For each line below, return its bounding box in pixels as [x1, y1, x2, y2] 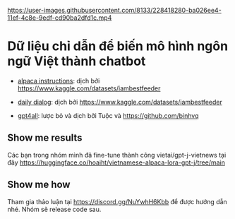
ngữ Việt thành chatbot [7, 53, 146, 69]
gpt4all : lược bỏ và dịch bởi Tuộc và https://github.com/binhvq [17, 111, 199, 119]
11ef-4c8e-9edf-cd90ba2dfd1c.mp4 [7, 13, 112, 22]
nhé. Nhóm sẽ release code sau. [7, 205, 102, 213]
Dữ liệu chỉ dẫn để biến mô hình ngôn [7, 38, 228, 54]
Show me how [7, 179, 71, 191]
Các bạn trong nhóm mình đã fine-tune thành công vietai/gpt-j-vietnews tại [7, 150, 227, 159]
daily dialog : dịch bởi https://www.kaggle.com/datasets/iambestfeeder [17, 97, 222, 106]
